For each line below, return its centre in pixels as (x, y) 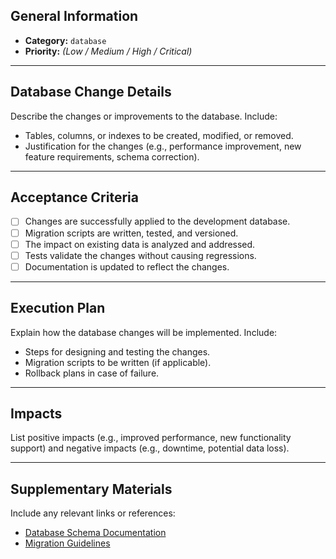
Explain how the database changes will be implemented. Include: (144, 332)
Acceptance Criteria (74, 197)
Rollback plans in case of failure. (92, 373)
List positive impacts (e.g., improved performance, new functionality (151, 438)
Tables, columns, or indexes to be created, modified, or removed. (159, 135)
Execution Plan (58, 308)
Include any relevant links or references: (93, 513)
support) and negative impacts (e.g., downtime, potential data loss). (150, 448)
